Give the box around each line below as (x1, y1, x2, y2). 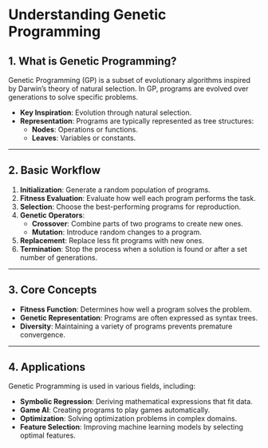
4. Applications (8, 360, 86, 374)
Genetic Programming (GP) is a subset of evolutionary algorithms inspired (8, 76, 251, 84)
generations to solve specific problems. (8, 92, 138, 101)
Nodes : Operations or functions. (31, 125, 138, 134)
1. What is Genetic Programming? (8, 54, 177, 68)
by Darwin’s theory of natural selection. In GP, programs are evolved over (8, 84, 249, 93)
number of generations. (19, 253, 98, 262)
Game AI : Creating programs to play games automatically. (19, 405, 211, 415)
